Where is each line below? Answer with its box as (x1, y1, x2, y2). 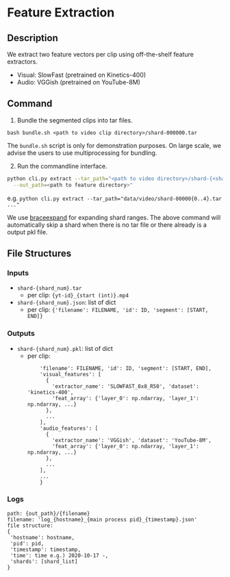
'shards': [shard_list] (10, 558, 78, 565)
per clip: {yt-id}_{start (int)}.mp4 (27, 291, 129, 299)
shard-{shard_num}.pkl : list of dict (16, 344, 113, 352)
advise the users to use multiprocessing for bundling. (7, 149, 157, 157)
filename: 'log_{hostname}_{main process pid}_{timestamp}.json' (7, 516, 197, 523)
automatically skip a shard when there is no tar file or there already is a (7, 221, 207, 229)
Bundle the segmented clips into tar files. (16, 116, 133, 124)
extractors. (7, 58, 38, 66)
